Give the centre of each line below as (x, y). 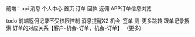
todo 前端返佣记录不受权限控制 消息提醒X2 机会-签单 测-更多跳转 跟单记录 (95, 21)
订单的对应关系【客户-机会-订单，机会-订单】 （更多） (78, 28)
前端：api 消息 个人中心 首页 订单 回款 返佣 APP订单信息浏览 (79, 8)
